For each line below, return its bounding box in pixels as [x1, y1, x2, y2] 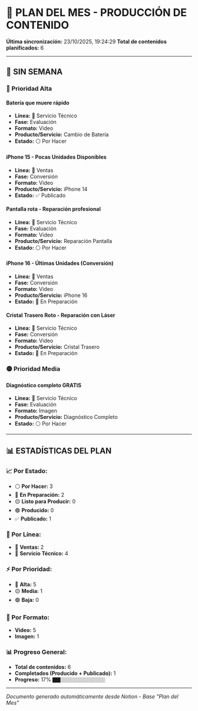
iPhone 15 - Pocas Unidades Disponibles [6, 153, 107, 160]
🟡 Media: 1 [14, 587, 43, 594]
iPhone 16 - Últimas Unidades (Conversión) [6, 260, 114, 267]
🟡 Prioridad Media [6, 365, 61, 373]
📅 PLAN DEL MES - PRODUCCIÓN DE [6, 6, 187, 19]
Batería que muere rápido [6, 99, 70, 106]
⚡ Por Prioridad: [6, 565, 52, 574]
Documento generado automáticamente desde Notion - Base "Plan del [6, 693, 179, 700]
